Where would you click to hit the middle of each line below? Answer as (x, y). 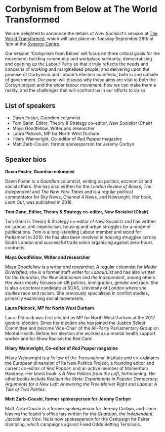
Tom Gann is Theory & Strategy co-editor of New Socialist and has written (81, 221)
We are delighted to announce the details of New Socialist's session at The (82, 33)
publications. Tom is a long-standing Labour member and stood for (73, 232)
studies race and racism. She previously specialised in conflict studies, (77, 293)
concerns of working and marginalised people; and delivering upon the (77, 69)
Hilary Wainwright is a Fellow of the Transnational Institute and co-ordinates (82, 358)
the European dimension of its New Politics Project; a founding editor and (80, 363)
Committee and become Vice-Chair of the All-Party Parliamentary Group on (82, 328)
